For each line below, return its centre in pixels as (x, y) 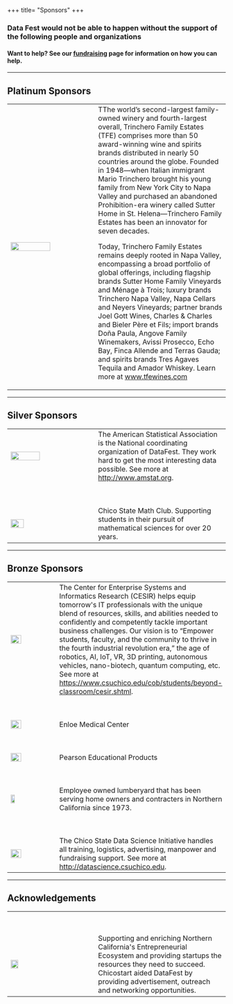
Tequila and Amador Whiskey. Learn (157, 368)
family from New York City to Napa (155, 187)
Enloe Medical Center (94, 724)
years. (108, 536)
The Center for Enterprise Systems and (123, 587)
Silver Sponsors (42, 416)
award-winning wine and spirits (150, 144)
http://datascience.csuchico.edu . (113, 867)
